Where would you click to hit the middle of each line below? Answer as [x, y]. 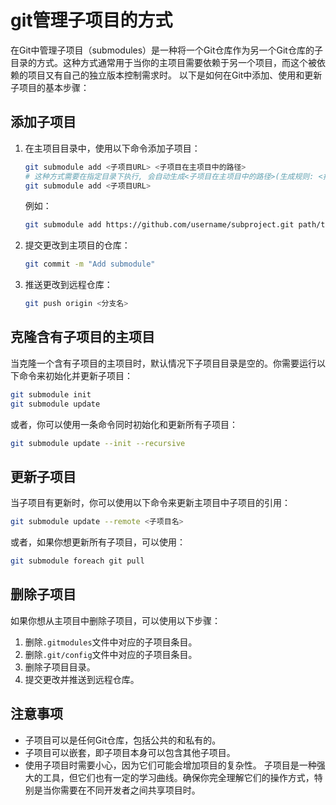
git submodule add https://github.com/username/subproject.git [159, 225]
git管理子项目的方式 [91, 20]
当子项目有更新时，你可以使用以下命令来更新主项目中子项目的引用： [150, 503]
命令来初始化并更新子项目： [75, 375]
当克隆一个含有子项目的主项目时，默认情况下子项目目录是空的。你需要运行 [163, 363]
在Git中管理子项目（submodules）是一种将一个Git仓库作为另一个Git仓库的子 [166, 50]
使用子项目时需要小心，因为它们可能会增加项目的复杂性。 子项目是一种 [170, 765]
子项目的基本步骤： [50, 87]
